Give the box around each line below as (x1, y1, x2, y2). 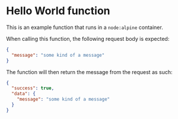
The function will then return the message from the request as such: (6, 68, 173, 75)
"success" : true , (11, 85, 55, 91)
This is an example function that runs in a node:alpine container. (6, 24, 163, 31)
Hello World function (6, 4, 111, 18)
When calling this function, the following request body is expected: (6, 35, 170, 42)
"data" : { (11, 91, 36, 97)
